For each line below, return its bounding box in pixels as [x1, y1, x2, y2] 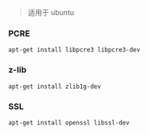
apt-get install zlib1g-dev [8, 83, 102, 91]
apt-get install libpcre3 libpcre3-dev [8, 46, 141, 54]
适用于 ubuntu [27, 8, 74, 17]
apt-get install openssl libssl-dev [8, 118, 130, 126]
